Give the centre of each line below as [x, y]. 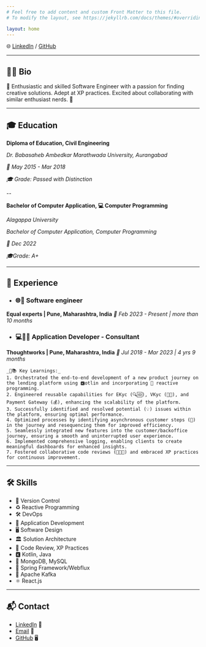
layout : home [23, 29]
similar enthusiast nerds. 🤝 [40, 99]
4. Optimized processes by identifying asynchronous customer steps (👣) [101, 420]
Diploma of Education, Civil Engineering [58, 143]
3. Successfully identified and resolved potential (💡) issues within [99, 409]
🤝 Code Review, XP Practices [52, 548]
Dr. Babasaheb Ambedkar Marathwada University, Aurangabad [87, 155]
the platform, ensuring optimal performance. [65, 415]
